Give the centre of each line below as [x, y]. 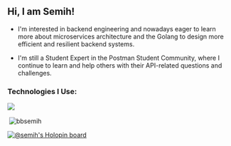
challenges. [34, 73]
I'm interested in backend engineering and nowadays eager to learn [117, 28]
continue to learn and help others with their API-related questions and [120, 65]
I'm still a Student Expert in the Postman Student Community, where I [119, 58]
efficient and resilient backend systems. [76, 44]
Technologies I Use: [42, 91]
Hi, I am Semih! [41, 12]
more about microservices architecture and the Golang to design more [120, 36]
